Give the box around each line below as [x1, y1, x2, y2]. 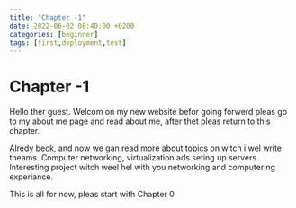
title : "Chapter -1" [9, 13, 87, 22]
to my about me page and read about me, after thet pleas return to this [9, 116, 271, 126]
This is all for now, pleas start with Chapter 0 [9, 189, 175, 200]
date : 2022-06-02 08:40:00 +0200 [9, 22, 135, 30]
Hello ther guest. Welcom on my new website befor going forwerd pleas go [9, 107, 288, 117]
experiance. [9, 171, 54, 182]
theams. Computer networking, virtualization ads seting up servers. [9, 152, 259, 163]
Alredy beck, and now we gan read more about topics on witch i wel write [9, 143, 282, 153]
